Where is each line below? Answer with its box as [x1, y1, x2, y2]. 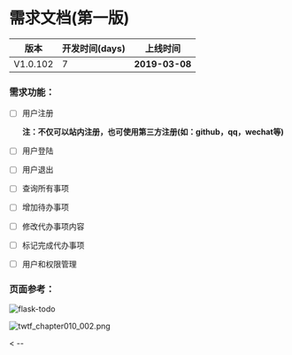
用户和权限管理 [21, 259, 77, 269]
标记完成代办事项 [21, 240, 85, 251]
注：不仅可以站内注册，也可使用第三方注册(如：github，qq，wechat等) [21, 127, 285, 137]
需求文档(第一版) [9, 8, 130, 28]
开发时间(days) [61, 42, 126, 54]
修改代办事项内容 [21, 220, 85, 231]
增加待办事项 [21, 202, 69, 212]
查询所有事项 [21, 183, 69, 194]
